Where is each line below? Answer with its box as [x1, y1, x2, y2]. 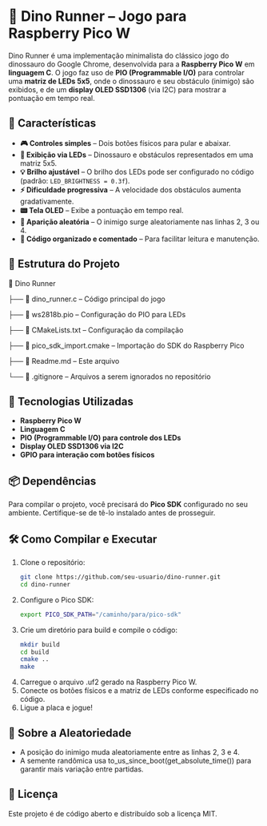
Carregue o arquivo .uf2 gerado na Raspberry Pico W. [19, 677, 197, 687]
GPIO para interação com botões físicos [19, 450, 155, 460]
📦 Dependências [8, 474, 97, 488]
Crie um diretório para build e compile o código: [19, 625, 178, 635]
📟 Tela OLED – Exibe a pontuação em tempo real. [19, 205, 184, 215]
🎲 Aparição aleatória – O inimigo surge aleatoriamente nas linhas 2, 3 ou [19, 216, 260, 227]
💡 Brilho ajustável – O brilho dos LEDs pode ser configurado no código [19, 167, 254, 176]
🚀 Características [8, 116, 97, 131]
